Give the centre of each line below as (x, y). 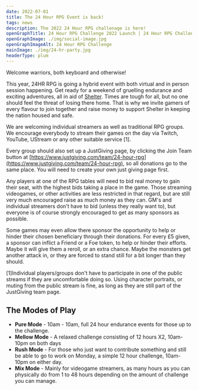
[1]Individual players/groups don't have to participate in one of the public (94, 273)
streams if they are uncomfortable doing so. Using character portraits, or (94, 279)
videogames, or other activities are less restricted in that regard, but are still (98, 193)
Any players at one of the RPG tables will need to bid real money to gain (93, 181)
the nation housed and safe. (40, 115)
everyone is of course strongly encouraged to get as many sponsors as (93, 212)
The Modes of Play (41, 311)
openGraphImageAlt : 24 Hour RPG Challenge (59, 45)
